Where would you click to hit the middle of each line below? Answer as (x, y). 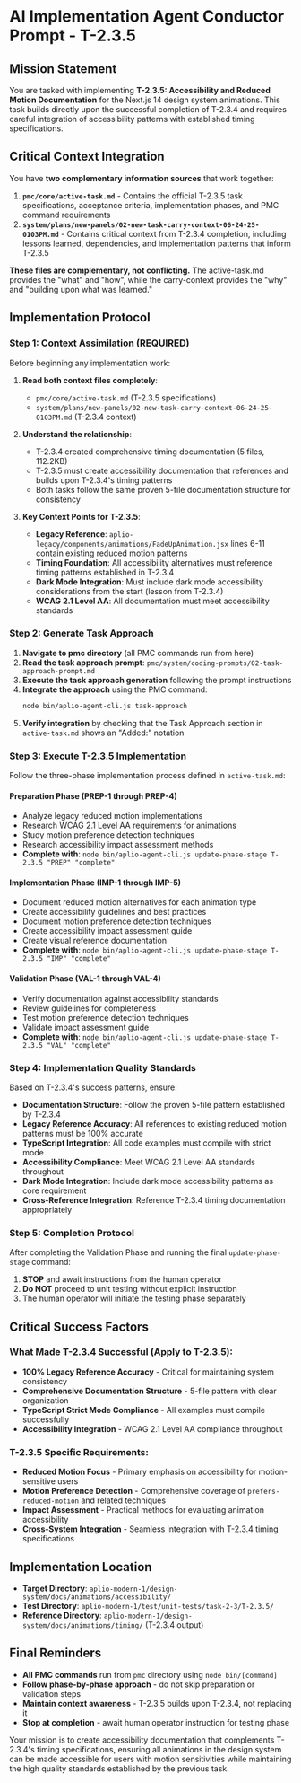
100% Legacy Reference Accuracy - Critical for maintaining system (148, 1372)
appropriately (47, 1209)
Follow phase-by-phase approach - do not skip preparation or (138, 1684)
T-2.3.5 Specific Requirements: (79, 1452)
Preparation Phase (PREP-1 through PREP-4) (93, 795)
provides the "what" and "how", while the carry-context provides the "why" (148, 279)
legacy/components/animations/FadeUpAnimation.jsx (132, 544)
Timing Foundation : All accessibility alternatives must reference (154, 562)
